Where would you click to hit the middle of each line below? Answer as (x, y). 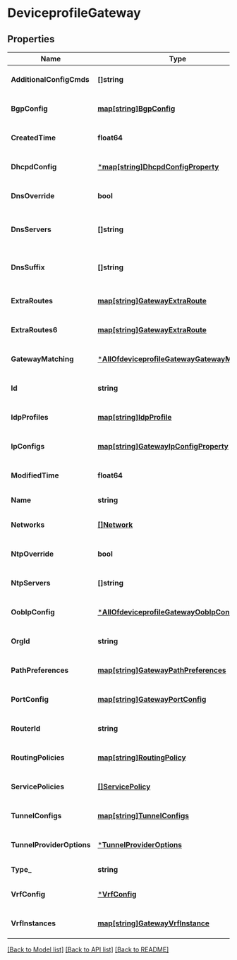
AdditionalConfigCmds (50, 79)
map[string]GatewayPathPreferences (162, 670)
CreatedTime (34, 138)
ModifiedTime (35, 475)
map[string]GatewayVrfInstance (154, 923)
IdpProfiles (30, 417)
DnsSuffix (28, 267)
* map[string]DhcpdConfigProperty (158, 167)
